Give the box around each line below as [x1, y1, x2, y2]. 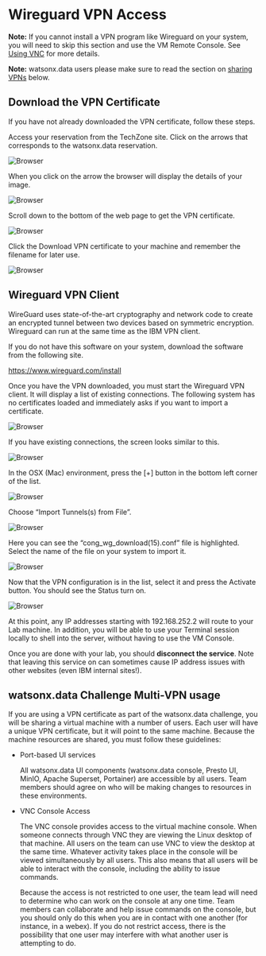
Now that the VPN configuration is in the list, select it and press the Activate [8, 577, 256, 586]
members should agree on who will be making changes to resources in [19, 783, 252, 792]
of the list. [8, 476, 41, 486]
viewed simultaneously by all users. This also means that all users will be [19, 856, 258, 865]
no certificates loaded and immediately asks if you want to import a [8, 397, 229, 407]
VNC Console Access [19, 807, 91, 816]
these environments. [19, 791, 87, 800]
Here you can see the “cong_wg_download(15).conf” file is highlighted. [8, 538, 240, 548]
